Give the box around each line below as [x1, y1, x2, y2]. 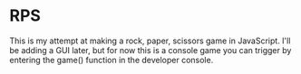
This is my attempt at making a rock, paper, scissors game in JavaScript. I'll [9, 35, 291, 46]
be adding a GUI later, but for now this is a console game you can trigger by [9, 44, 292, 55]
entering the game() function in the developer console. [9, 54, 214, 65]
